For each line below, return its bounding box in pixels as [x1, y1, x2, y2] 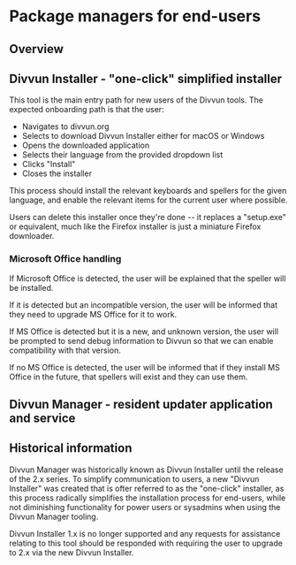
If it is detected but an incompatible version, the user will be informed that [9, 299, 278, 310]
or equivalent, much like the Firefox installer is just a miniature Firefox [9, 221, 262, 232]
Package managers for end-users [9, 6, 262, 27]
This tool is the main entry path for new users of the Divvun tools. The [9, 95, 263, 105]
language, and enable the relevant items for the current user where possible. [9, 195, 288, 205]
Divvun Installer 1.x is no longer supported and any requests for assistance [9, 528, 281, 538]
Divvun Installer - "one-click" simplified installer [9, 71, 283, 86]
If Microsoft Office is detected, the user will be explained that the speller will [9, 272, 286, 284]
